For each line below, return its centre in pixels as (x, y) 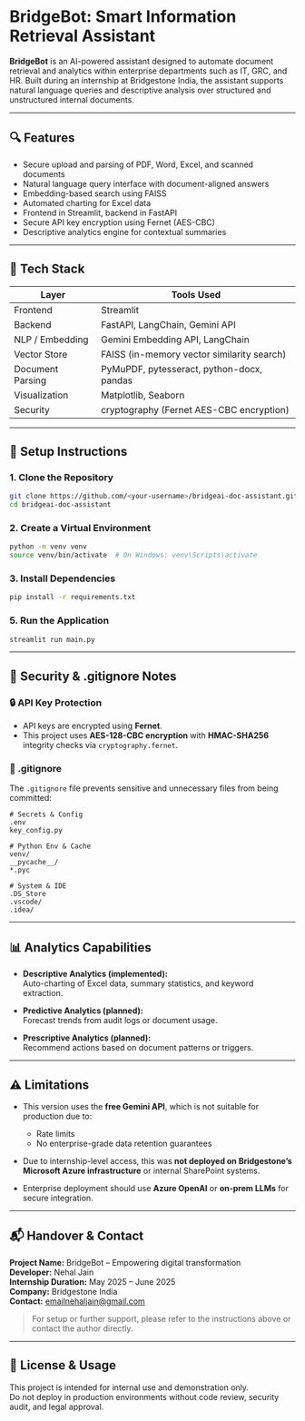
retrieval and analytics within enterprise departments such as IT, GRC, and (148, 71)
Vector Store (41, 354)
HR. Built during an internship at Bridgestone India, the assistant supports (147, 80)
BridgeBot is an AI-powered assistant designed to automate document (142, 61)
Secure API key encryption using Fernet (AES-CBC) (119, 222)
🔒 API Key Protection (56, 703)
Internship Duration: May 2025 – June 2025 (93, 1281)
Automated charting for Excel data (87, 202)
